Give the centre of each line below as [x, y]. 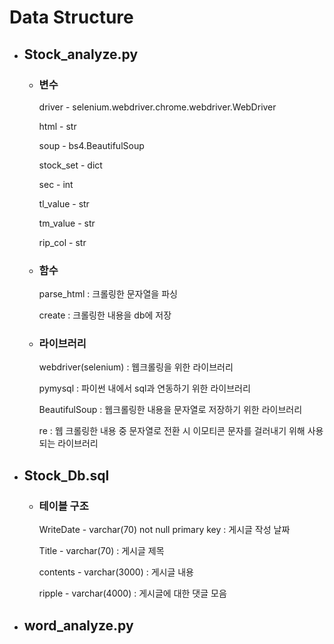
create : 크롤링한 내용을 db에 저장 [105, 315]
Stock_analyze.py [81, 54]
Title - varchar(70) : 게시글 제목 [101, 551]
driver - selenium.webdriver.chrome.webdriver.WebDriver [157, 107]
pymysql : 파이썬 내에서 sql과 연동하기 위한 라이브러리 [144, 388]
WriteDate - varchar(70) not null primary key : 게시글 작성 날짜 [164, 530]
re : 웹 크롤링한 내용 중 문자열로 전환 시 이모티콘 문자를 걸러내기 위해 [172, 431]
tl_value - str [64, 203]
